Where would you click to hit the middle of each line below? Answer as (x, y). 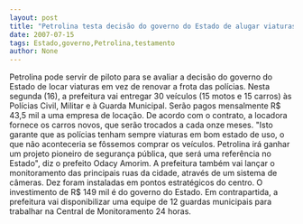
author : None (34, 51)
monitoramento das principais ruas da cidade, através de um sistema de (143, 173)
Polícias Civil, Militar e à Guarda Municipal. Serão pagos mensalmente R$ (145, 106)
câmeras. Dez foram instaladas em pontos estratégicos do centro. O (136, 182)
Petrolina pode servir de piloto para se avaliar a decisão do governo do (141, 77)
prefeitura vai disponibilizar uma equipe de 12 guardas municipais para (141, 202)
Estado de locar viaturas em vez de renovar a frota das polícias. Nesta (140, 87)
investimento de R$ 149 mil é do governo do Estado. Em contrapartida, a (143, 192)
